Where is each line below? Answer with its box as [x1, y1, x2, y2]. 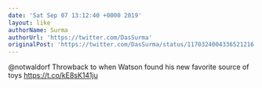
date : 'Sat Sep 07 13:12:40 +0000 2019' [8, 11, 143, 20]
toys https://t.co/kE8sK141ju [8, 71, 98, 80]
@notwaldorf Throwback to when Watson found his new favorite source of [8, 62, 249, 71]
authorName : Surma [8, 26, 68, 34]
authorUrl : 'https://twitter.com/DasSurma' [8, 33, 153, 42]
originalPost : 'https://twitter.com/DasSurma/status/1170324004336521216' [8, 41, 258, 49]
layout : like [8, 19, 51, 27]
